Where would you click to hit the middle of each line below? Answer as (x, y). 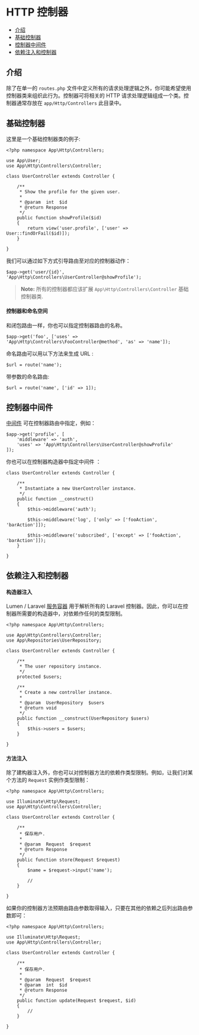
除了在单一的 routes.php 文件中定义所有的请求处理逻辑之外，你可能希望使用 (99, 88)
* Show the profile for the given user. (70, 192)
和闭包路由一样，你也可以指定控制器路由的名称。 (66, 325)
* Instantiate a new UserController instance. (78, 488)
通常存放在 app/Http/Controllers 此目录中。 (70, 103)
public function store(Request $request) (68, 860)
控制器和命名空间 (27, 311)
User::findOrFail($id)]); (38, 233)
